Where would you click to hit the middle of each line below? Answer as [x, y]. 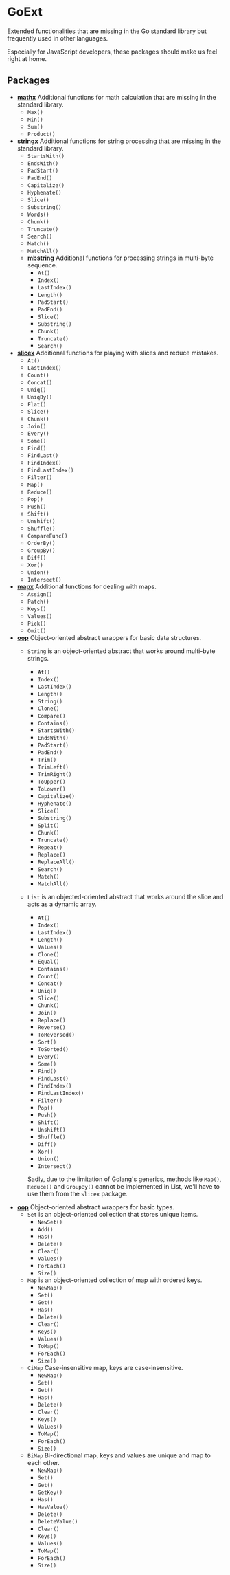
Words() [38, 214]
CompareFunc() [47, 536]
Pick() [37, 624]
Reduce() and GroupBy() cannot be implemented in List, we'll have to [123, 1186]
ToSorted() [53, 1049]
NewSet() [50, 1222]
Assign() [40, 594]
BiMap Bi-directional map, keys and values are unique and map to [119, 1455]
